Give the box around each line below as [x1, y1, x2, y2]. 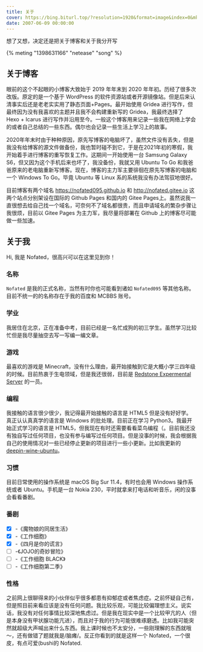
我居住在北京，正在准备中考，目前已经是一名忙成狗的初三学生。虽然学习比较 [6, 324, 197, 331]
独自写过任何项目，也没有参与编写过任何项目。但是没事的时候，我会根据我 [11, 432, 197, 439]
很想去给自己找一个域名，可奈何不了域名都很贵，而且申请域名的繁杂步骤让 [11, 202, 197, 209]
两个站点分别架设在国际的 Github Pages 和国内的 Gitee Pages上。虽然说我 [6, 194, 191, 202]
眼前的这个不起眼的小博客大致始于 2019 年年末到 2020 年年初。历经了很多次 [6, 86, 196, 93]
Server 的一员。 [6, 378, 46, 385]
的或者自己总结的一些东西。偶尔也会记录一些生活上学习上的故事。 [6, 123, 170, 130]
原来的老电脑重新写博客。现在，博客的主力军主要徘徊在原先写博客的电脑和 [11, 167, 197, 174]
